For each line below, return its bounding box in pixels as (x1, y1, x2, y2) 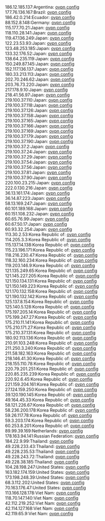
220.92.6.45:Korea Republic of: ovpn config (5, 377, 93, 382)
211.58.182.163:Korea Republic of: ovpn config (5, 350, 96, 356)
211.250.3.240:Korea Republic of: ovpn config (5, 345, 96, 351)
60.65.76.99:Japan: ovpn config (5, 216, 69, 222)
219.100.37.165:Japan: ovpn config (5, 118, 73, 124)
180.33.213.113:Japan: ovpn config (5, 72, 74, 77)
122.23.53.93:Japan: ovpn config (5, 40, 71, 46)
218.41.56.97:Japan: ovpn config (5, 92, 70, 98)
